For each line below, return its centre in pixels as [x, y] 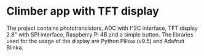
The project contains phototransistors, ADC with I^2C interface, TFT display [102, 28]
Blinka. [15, 47]
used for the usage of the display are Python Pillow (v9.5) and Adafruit [96, 41]
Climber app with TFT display [83, 11]
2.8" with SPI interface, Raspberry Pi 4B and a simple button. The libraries [100, 34]
